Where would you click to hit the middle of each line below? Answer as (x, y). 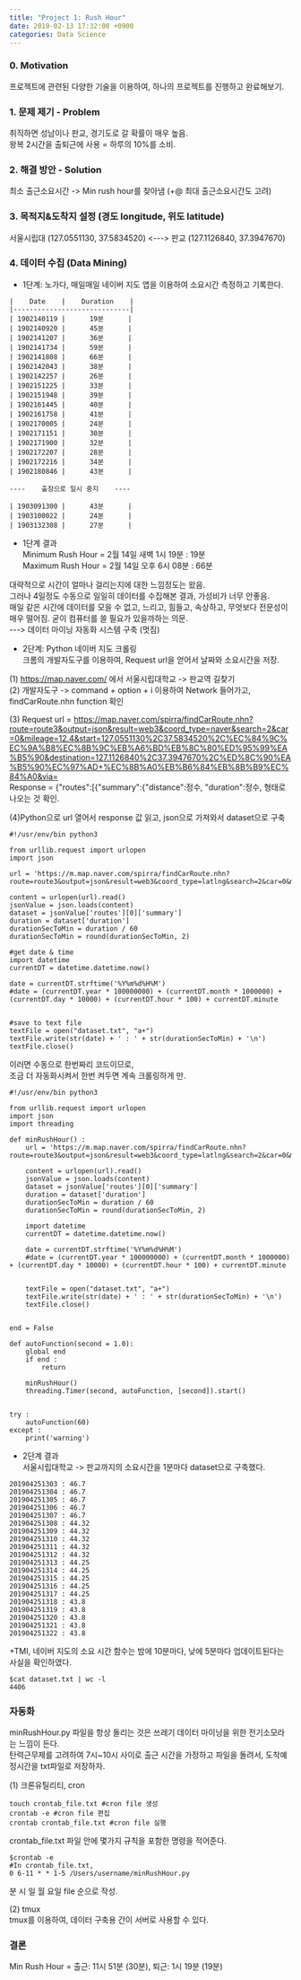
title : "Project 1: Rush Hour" (68, 18)
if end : (42, 1359)
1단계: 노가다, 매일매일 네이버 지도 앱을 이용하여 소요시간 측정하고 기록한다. (153, 285)
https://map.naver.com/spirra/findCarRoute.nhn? (163, 719)
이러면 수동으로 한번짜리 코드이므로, (72, 1064)
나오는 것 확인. (34, 798)
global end (46, 1352)
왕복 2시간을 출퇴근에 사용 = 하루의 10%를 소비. (93, 144)
